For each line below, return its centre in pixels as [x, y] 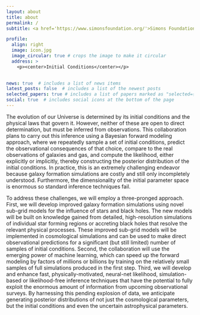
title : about [22, 17]
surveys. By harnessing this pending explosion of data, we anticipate [90, 293]
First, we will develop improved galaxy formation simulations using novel [95, 204]
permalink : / [22, 23]
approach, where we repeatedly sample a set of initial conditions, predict [96, 142]
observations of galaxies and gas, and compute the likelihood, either [90, 155]
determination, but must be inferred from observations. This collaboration [96, 129]
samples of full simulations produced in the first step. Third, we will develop [99, 268]
